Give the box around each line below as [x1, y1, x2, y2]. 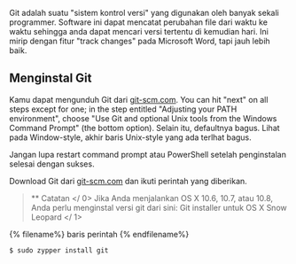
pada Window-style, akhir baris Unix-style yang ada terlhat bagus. [9, 132, 253, 143]
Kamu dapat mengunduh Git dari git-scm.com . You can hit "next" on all [9, 94, 269, 105]
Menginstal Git [9, 71, 92, 86]
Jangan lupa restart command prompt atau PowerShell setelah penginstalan [9, 149, 286, 159]
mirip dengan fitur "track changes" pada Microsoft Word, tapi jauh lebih [9, 35, 270, 46]
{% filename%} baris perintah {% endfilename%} [9, 229, 190, 239]
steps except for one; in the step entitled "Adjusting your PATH [9, 104, 238, 114]
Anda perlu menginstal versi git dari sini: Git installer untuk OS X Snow [30, 202, 287, 213]
